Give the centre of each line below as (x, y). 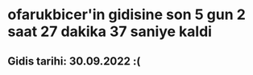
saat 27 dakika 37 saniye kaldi (110, 32)
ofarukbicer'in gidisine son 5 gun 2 (127, 15)
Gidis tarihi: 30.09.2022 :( (74, 61)
